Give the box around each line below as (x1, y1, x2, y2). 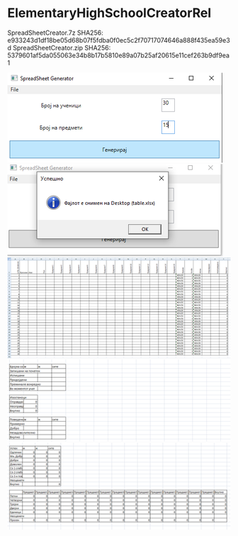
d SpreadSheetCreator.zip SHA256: (7, 43, 111, 52)
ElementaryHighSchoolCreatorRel (7, 5, 212, 21)
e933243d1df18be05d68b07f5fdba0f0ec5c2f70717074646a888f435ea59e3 (7, 35, 230, 44)
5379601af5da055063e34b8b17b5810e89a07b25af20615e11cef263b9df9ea (7, 51, 230, 60)
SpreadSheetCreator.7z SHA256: (7, 28, 104, 37)
